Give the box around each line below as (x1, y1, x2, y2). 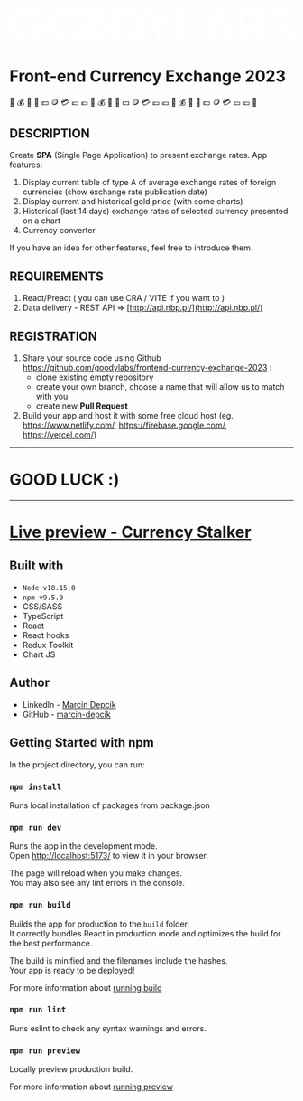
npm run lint (9, 1004, 67, 1015)
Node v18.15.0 (22, 584, 76, 593)
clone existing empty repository (35, 372, 154, 382)
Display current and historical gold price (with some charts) (22, 196, 243, 207)
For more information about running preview (9, 1081, 174, 1092)
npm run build (9, 900, 71, 910)
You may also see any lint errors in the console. (9, 878, 185, 889)
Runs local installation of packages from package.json (9, 799, 210, 811)
